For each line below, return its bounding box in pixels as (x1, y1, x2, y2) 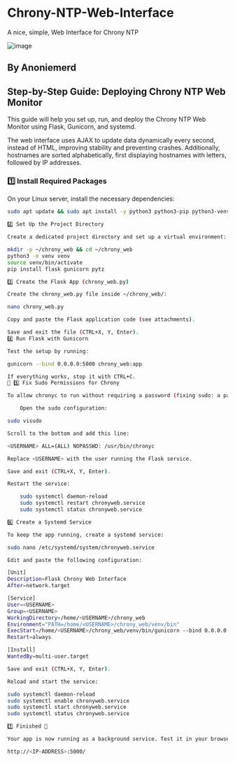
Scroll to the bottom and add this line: (7, 430, 130, 437)
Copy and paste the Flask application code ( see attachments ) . (7, 316, 196, 323)
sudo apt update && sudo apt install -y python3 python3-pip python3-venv (7, 208, 230, 215)
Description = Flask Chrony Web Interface (7, 575, 127, 583)
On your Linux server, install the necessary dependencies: (7, 194, 175, 203)
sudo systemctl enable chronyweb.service (7, 697, 130, 704)
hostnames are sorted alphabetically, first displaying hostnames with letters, (7, 151, 227, 159)
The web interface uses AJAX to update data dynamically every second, (7, 136, 215, 145)
